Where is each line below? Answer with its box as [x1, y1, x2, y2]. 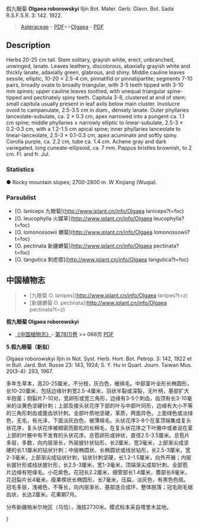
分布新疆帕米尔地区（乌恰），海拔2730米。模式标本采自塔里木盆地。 [6, 504, 172, 511]
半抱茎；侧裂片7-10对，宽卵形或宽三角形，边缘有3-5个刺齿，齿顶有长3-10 [6, 395, 187, 402]
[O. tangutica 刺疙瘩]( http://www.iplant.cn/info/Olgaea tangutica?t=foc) [14, 256, 189, 263]
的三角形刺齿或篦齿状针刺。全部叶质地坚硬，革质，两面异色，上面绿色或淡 [6, 410, 188, 417]
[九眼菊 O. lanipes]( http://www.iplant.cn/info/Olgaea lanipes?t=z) [29, 292, 188, 299]
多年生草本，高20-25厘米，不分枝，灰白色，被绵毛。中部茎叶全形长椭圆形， [6, 380, 192, 387]
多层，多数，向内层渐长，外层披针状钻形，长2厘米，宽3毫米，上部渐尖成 [6, 439, 184, 446]
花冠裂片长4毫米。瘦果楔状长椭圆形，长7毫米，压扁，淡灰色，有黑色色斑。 [6, 476, 189, 484]
